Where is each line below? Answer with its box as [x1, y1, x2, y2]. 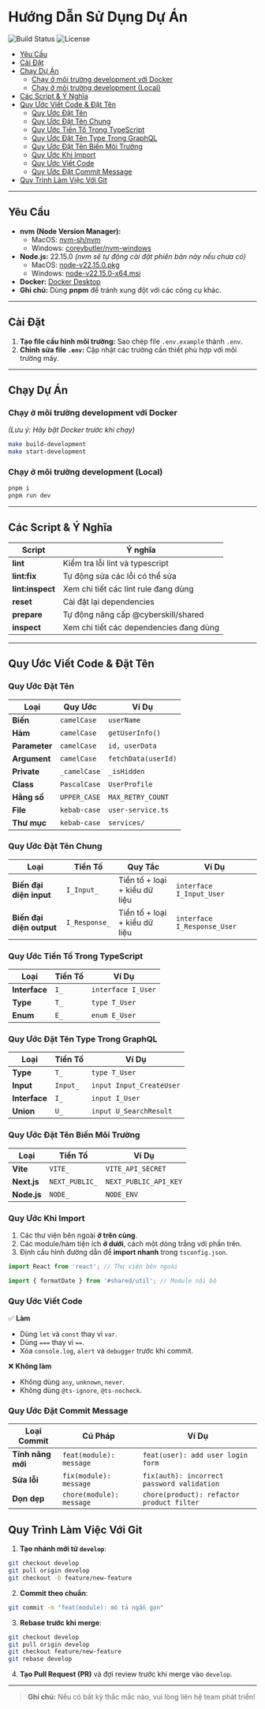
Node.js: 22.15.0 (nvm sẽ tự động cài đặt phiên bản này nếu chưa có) [19, 251, 246, 261]
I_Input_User [176, 889, 225, 898]
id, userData [107, 741, 157, 750]
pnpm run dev [8, 492, 51, 500]
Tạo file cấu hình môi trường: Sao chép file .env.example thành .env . [19, 336, 243, 346]
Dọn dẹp [12, 1493, 45, 1504]
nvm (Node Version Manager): [19, 226, 121, 236]
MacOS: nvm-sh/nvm [31, 235, 101, 244]
